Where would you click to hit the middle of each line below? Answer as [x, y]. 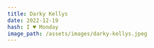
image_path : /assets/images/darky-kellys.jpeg [77, 34]
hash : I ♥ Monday [33, 27]
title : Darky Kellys [38, 14]
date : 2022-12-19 [33, 20]
